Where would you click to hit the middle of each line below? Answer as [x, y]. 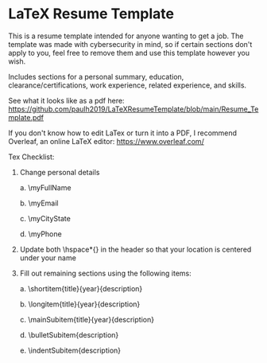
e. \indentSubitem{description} [70, 350]
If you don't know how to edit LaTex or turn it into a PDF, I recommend [122, 133]
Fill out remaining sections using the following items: [106, 273]
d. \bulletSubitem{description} [69, 334]
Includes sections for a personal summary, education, [96, 76]
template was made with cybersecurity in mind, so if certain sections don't [130, 44]
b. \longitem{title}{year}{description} [80, 304]
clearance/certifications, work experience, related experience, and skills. [128, 85]
